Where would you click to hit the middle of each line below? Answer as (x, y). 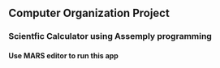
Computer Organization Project (89, 13)
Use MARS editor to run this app (64, 55)
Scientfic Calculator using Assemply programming (110, 36)
